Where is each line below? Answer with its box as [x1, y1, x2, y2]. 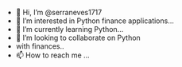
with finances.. [15, 41, 65, 51]
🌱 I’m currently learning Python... [15, 25, 124, 33]
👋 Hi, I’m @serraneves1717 [15, 8, 103, 17]
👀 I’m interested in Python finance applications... [15, 16, 175, 26]
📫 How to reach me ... [15, 50, 90, 60]
